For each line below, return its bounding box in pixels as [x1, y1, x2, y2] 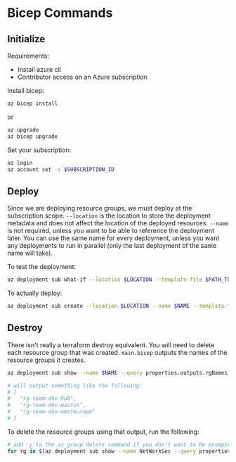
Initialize [7, 33, 46, 45]
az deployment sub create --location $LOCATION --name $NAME [7, 303, 190, 310]
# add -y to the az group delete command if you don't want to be [7, 441, 206, 448]
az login [7, 159, 33, 166]
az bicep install [7, 100, 58, 107]
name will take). [7, 249, 53, 258]
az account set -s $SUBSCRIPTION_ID [7, 166, 114, 173]
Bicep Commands [7, 5, 113, 21]
